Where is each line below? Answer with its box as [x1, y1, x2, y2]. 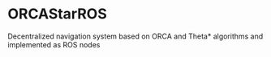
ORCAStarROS [7, 5, 107, 23]
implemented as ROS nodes [7, 39, 101, 49]
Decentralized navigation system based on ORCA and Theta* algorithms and [7, 31, 264, 41]
